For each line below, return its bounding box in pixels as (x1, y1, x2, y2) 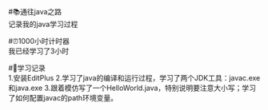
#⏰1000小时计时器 (8, 37, 70, 45)
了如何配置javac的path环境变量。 (8, 93, 118, 102)
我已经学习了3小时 (8, 46, 70, 56)
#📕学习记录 (8, 63, 46, 73)
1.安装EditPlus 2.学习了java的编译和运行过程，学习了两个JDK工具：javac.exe (8, 73, 261, 82)
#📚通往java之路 (8, 7, 62, 16)
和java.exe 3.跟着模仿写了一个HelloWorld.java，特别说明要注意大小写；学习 (8, 83, 257, 92)
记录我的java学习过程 (8, 19, 78, 29)
